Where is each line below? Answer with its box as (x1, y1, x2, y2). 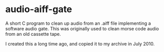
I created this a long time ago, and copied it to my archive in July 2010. (5, 40, 155, 46)
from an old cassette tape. (5, 31, 61, 37)
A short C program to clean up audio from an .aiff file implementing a (5, 20, 151, 26)
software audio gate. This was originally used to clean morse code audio (5, 25, 159, 31)
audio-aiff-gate (5, 4, 72, 15)
